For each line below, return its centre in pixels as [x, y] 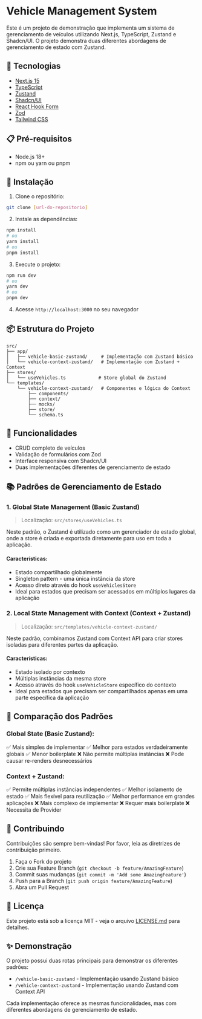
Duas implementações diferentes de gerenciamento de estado [93, 467]
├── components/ [48, 393]
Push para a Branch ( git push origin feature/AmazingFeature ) [94, 881]
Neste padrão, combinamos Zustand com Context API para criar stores [95, 638]
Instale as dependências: [46, 219]
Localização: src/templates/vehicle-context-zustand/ [89, 626]
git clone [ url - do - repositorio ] [47, 208]
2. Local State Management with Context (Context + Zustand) [99, 613]
